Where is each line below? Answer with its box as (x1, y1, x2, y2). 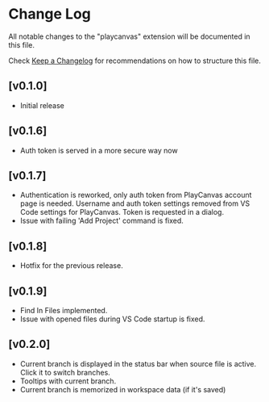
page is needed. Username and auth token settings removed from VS (19, 199, 250, 208)
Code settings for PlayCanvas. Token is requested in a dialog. (19, 207, 224, 217)
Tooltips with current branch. (19, 376, 117, 386)
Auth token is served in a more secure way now (19, 145, 179, 155)
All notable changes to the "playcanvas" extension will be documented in (8, 31, 251, 41)
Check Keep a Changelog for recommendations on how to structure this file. (8, 56, 262, 65)
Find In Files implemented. (19, 306, 108, 315)
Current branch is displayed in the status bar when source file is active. (19, 358, 257, 368)
